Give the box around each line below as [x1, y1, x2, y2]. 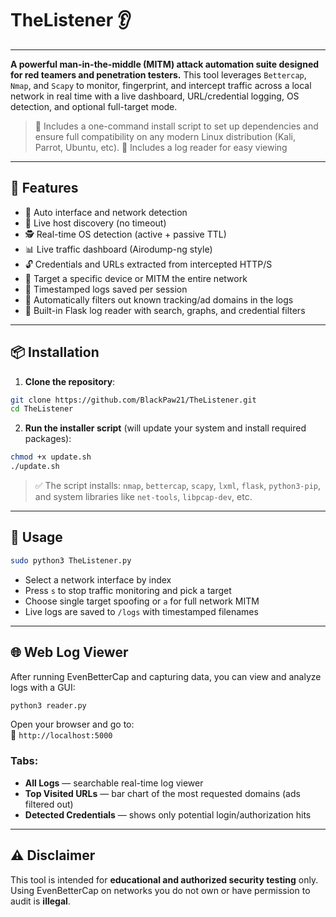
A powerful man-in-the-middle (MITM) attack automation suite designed [10, 58, 320, 70]
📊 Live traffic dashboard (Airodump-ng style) [24, 243, 213, 255]
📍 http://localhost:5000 [10, 729, 113, 741]
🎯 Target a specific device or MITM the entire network [24, 272, 248, 284]
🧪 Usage [10, 529, 63, 546]
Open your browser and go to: [10, 718, 135, 731]
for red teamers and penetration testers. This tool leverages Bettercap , [10, 68, 307, 81]
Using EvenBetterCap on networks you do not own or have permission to [10, 884, 311, 896]
